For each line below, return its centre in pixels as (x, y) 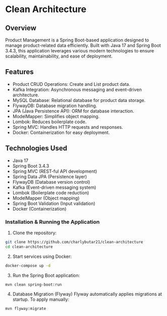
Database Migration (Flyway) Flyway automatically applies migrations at (87, 294)
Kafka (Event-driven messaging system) (54, 187)
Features (19, 72)
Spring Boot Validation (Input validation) (54, 203)
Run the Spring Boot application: (46, 275)
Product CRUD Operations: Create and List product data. (71, 84)
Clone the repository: (35, 233)
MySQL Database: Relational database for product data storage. (79, 100)
